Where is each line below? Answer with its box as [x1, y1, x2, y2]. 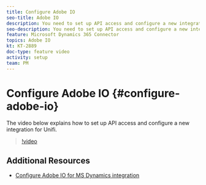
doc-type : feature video [6, 49, 70, 55]
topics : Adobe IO [6, 37, 51, 43]
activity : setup [6, 54, 48, 60]
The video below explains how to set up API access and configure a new [6, 120, 190, 127]
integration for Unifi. [6, 126, 57, 133]
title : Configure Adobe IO [6, 9, 75, 15]
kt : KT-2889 [6, 43, 37, 49]
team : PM [6, 60, 29, 66]
